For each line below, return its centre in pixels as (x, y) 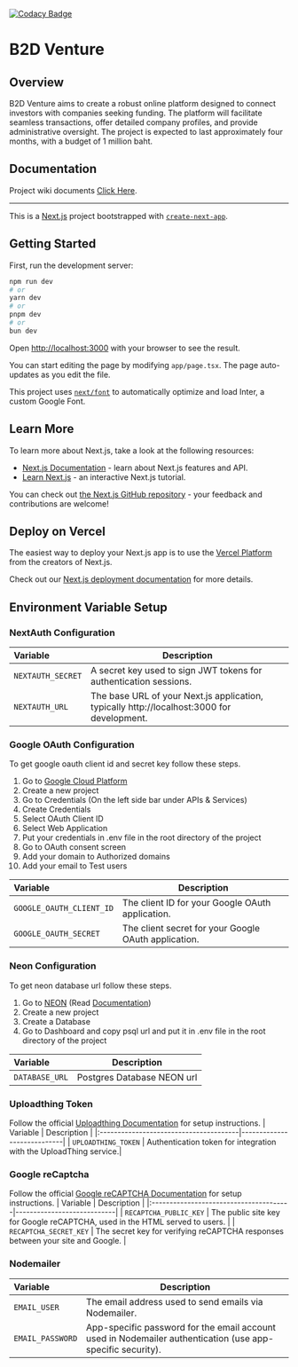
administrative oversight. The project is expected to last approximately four (146, 132)
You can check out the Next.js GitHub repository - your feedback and (136, 494)
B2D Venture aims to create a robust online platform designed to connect (143, 103)
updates (24, 374)
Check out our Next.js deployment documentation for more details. (131, 579)
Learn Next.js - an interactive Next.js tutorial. (104, 477)
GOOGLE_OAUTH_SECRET (57, 934)
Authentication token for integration (212, 1142)
